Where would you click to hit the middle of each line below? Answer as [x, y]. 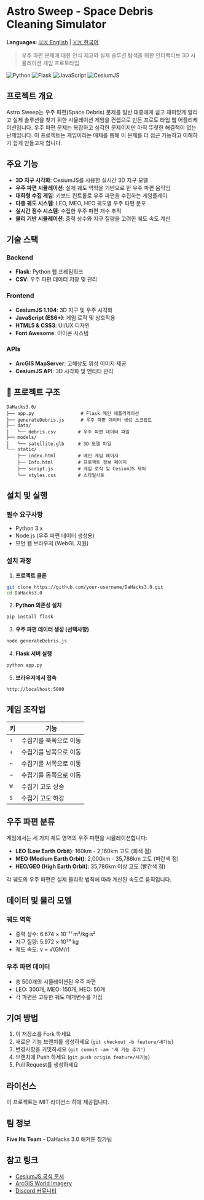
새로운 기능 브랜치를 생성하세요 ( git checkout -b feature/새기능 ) [94, 1042]
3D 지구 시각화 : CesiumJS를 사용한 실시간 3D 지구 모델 [82, 180]
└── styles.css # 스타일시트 [61, 475]
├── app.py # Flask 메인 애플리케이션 [73, 413]
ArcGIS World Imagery [44, 1183]
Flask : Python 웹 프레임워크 [49, 272]
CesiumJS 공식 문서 [40, 1176]
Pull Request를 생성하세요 [47, 1065]
